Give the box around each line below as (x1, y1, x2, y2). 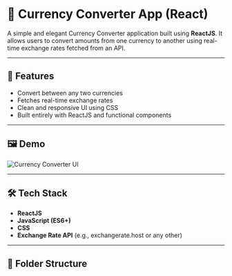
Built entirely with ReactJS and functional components (17, 111, 172, 119)
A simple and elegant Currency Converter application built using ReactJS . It (7, 29, 223, 37)
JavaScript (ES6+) (17, 217, 71, 225)
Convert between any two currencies (17, 89, 123, 97)
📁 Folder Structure (7, 257, 88, 269)
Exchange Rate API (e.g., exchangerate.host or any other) (17, 231, 183, 239)
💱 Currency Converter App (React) (7, 6, 209, 22)
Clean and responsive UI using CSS (17, 103, 119, 111)
